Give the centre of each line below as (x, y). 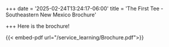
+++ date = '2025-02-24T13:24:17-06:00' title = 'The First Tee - (84, 9)
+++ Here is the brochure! (38, 26)
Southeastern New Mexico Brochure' (51, 15)
